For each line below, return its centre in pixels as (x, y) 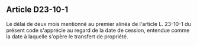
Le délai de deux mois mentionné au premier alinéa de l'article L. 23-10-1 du (98, 24)
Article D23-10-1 (37, 10)
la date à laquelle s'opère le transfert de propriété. (67, 36)
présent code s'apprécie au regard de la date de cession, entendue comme (98, 30)
